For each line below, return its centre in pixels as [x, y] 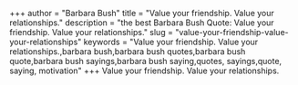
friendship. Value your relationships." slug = [91, 32]
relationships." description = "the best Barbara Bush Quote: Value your [142, 23]
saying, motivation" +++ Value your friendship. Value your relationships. [144, 71]
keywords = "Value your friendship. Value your [171, 42]
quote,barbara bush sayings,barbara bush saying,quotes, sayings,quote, [146, 61]
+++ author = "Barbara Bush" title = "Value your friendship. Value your [142, 13]
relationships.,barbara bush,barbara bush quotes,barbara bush [128, 52]
